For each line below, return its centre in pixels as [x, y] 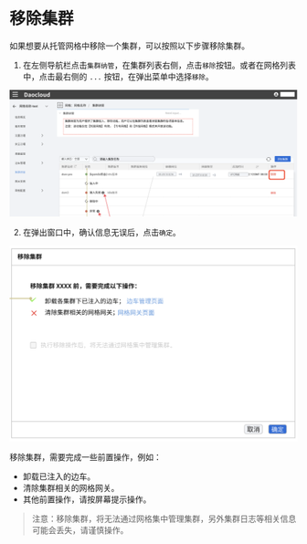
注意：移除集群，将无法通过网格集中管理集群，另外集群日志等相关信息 [164, 518]
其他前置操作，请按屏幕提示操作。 [87, 499]
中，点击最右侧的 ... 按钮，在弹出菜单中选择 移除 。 [118, 76]
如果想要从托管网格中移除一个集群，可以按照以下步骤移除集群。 [129, 46]
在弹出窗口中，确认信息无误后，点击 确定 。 [101, 232]
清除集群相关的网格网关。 [71, 487]
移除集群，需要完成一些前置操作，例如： [85, 456]
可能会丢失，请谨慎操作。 [80, 529]
